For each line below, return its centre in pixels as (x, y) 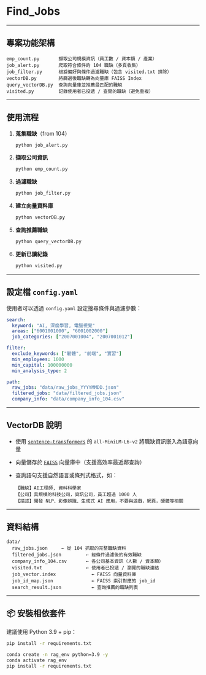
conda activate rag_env (37, 661)
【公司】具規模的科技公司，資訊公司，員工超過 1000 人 (76, 494)
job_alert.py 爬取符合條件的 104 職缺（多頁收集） (74, 65)
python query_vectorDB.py (48, 242)
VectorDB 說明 (34, 425)
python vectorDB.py (40, 217)
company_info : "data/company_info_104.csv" (68, 399)
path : (13, 382)
